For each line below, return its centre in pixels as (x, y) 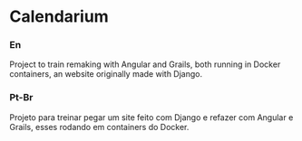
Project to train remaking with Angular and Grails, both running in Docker (145, 64)
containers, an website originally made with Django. (106, 74)
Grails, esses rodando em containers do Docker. (99, 127)
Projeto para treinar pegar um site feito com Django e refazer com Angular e (151, 117)
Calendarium (59, 17)
